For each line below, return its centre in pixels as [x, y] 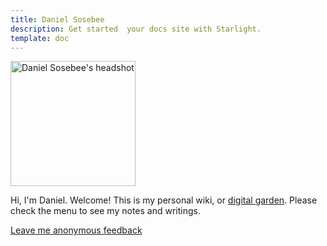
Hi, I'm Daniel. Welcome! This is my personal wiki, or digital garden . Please [164, 200]
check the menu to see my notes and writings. [105, 211]
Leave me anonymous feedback [76, 230]
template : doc [40, 38]
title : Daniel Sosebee [57, 19]
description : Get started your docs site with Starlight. [136, 29]
